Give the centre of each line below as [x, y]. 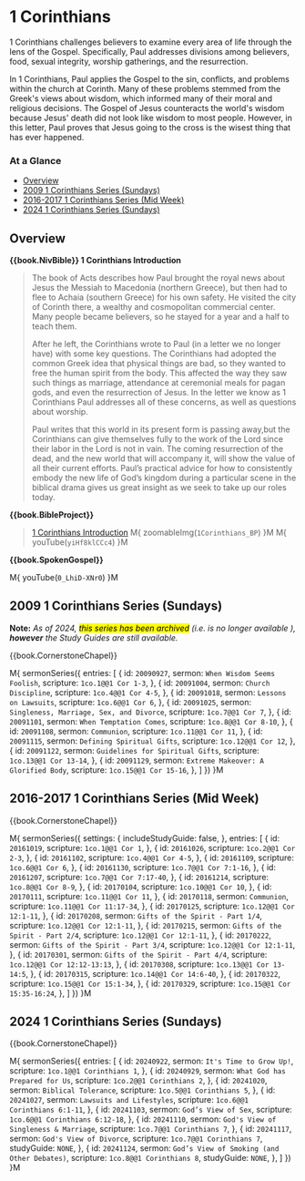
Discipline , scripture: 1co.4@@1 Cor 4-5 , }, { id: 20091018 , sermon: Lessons [148, 692]
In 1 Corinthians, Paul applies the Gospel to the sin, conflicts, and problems [149, 78]
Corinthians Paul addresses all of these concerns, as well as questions [164, 402]
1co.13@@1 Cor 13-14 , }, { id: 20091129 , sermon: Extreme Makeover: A [137, 760]
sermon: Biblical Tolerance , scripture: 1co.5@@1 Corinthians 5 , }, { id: [142, 1090]
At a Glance [36, 160]
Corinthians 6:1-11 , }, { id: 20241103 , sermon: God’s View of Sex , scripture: [151, 1110]
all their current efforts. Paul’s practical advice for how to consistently [162, 468]
